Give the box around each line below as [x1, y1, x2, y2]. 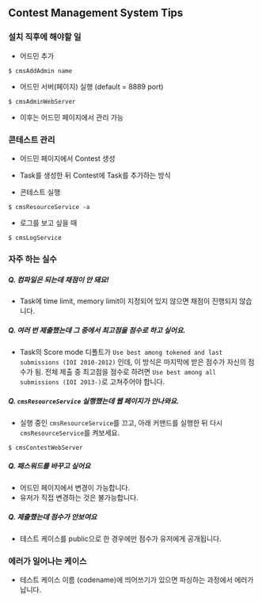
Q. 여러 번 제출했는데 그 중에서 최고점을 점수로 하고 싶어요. [8, 326, 186, 335]
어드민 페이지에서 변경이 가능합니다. [19, 482, 131, 492]
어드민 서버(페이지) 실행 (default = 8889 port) [19, 82, 164, 91]
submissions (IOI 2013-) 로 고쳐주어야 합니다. [19, 376, 165, 387]
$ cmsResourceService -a [8, 203, 90, 211]
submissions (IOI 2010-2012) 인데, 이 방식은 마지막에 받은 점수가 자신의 [19, 356, 247, 367]
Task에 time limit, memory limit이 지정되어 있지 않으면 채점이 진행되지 [19, 296, 237, 306]
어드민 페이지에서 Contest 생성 [19, 154, 116, 163]
